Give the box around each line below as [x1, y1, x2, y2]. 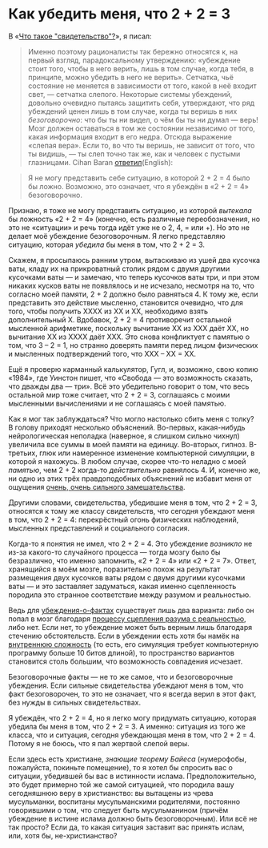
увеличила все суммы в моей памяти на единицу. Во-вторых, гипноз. [8, 439, 248, 449]
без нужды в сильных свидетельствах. [8, 697, 142, 707]
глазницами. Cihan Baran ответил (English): [27, 157, 174, 167]
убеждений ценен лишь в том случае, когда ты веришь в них [27, 106, 238, 116]
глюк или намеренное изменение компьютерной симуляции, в [38, 448, 255, 458]
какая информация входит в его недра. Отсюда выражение [27, 131, 232, 141]
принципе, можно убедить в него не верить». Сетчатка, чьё [27, 72, 234, 82]
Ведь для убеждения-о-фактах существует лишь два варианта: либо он [8, 605, 254, 615]
